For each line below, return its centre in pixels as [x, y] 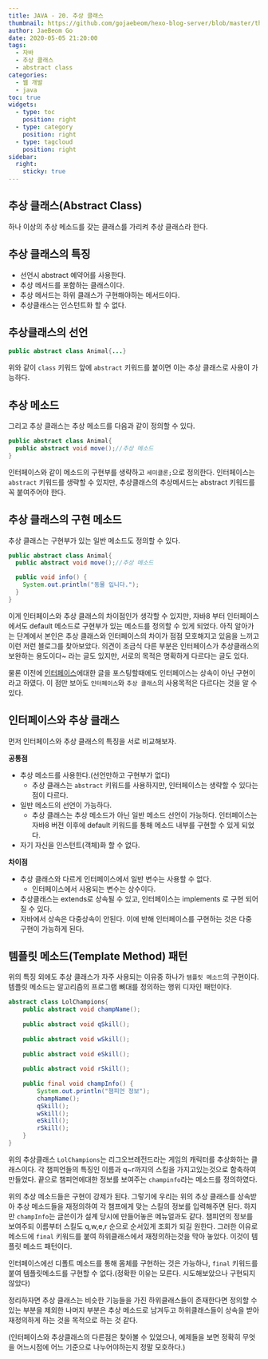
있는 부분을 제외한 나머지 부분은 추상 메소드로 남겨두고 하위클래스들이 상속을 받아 [134, 1309]
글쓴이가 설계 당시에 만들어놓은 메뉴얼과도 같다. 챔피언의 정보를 [155, 1216]
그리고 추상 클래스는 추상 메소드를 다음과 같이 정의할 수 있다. [102, 426]
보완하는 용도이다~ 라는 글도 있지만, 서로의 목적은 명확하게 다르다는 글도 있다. [128, 656]
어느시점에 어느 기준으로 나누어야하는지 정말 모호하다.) [101, 1347]
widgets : [23, 105]
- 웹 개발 [29, 82]
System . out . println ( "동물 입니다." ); [81, 585]
